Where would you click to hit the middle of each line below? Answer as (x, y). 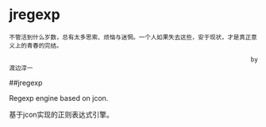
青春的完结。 (44, 45)
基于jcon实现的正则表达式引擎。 (62, 114)
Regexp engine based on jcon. (59, 98)
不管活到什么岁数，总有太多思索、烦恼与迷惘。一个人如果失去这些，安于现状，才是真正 (130, 37)
